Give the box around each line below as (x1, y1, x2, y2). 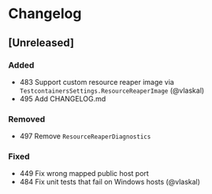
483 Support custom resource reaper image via (19, 77, 175, 86)
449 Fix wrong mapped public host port (19, 169, 150, 178)
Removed (8, 113, 46, 124)
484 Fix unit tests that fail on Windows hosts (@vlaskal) (19, 178, 201, 187)
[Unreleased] (8, 36, 75, 49)
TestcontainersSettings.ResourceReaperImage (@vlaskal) (19, 86, 205, 95)
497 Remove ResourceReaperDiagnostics (19, 131, 151, 141)
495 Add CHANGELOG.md (19, 93, 106, 103)
